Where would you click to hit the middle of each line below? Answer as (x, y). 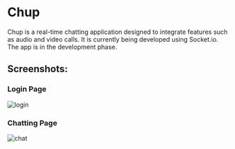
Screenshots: (38, 69)
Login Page (27, 89)
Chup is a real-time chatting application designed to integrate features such (117, 32)
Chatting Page (33, 123)
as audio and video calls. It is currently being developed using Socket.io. (113, 39)
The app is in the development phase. (62, 47)
